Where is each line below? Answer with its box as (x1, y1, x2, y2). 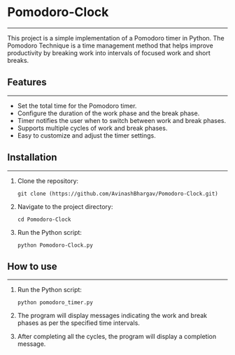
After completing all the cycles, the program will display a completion (17, 333, 217, 341)
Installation (7, 152, 57, 164)
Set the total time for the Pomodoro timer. (17, 101, 137, 110)
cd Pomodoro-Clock (17, 216, 71, 223)
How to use (7, 260, 57, 273)
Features (7, 76, 47, 88)
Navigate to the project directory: (17, 202, 113, 210)
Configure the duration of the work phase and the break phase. (17, 109, 200, 117)
